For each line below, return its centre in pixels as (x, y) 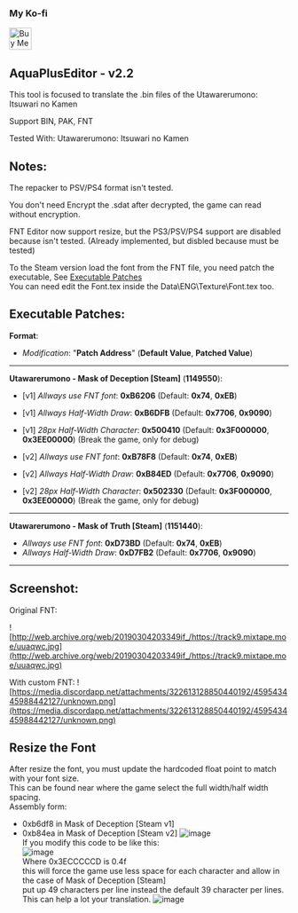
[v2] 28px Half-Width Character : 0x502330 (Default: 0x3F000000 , (147, 491)
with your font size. (44, 778)
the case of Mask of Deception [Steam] (94, 880)
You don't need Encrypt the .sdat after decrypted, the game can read (135, 205)
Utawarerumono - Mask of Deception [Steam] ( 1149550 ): (116, 378)
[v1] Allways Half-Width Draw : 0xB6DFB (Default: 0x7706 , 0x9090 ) (147, 413)
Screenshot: (44, 589)
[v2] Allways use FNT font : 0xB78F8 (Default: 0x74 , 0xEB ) (129, 456)
